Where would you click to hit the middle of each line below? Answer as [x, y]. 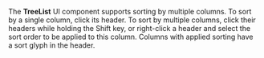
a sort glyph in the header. [52, 45]
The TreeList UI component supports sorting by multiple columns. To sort [130, 12]
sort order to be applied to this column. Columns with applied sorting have [131, 37]
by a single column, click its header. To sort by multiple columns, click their [132, 20]
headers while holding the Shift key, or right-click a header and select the [130, 28]
